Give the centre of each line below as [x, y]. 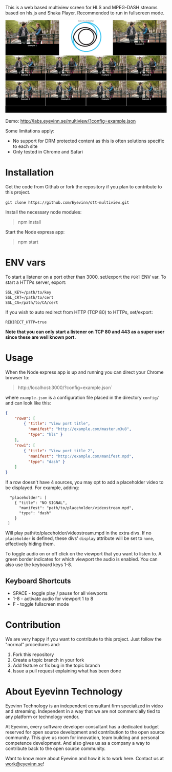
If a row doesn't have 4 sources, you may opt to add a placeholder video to [84, 483]
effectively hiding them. [30, 544]
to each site [25, 146]
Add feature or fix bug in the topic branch [57, 665]
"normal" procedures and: [33, 644]
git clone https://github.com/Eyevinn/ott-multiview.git [67, 202]
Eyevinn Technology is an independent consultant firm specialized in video [84, 706]
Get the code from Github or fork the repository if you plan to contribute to [84, 186]
